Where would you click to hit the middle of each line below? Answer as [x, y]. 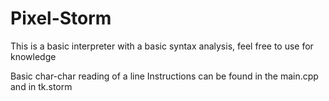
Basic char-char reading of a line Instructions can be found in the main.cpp [164, 76]
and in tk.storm [41, 86]
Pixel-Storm [61, 18]
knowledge [33, 56]
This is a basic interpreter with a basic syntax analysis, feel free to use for [162, 46]
